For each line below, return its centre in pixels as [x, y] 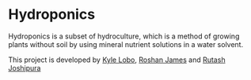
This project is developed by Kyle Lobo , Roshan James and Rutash [117, 60]
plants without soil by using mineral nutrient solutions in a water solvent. [126, 44]
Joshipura [25, 67]
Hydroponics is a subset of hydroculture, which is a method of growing [124, 36]
